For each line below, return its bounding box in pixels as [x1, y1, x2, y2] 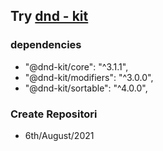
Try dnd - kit [10, 8, 89, 25]
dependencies [10, 38, 82, 52]
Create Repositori [10, 107, 98, 121]
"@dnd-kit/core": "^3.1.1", [24, 60, 129, 73]
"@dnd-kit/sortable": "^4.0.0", [24, 82, 148, 94]
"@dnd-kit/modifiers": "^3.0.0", [24, 71, 154, 83]
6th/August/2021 [24, 129, 95, 141]
